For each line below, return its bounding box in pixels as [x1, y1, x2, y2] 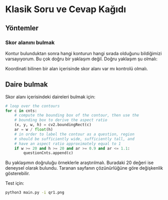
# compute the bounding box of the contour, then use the [14, 113, 139, 118]
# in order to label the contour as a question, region [14, 132, 135, 137]
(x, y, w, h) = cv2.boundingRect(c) [14, 123, 92, 128]
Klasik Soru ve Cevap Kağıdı [5, 4, 127, 15]
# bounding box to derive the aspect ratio [14, 117, 108, 123]
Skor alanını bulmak [5, 39, 55, 46]
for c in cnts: [5, 108, 37, 113]
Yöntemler [5, 24, 39, 32]
